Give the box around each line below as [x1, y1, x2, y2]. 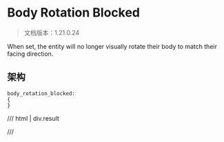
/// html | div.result [7, 114, 60, 122]
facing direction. [7, 50, 54, 58]
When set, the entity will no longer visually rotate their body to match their [7, 42, 217, 50]
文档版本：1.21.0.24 [23, 28, 80, 37]
